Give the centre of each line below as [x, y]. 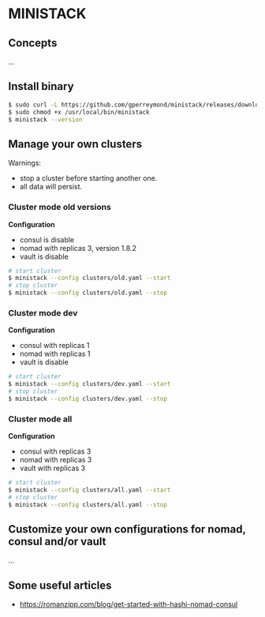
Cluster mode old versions [60, 208]
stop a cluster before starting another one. [88, 178]
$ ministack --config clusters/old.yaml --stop [88, 293]
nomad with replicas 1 [55, 354]
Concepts [33, 43]
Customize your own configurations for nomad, [127, 529]
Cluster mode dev [43, 312]
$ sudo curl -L [33, 105]
